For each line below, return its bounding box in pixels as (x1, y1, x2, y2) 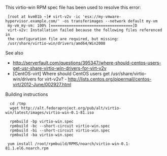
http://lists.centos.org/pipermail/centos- (68, 76, 152, 82)
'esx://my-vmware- (82, 14, 122, 19)
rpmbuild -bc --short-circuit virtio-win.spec (10, 123, 110, 128)
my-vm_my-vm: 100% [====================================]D (7, 23, 138, 28)
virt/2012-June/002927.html (12, 82, 72, 87)
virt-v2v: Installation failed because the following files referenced (7, 28, 162, 33)
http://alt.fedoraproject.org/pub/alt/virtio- (21, 106, 122, 111)
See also (5, 50, 24, 56)
